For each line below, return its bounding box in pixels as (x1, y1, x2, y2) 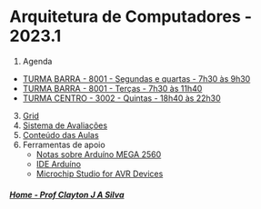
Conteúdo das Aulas (22, 129, 99, 140)
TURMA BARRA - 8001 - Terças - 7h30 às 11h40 (22, 83, 203, 94)
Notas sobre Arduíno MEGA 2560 (35, 148, 162, 160)
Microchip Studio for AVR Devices (35, 168, 164, 179)
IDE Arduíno (35, 158, 82, 169)
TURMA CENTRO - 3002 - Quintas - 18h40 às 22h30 (22, 93, 221, 104)
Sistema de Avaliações (22, 120, 107, 131)
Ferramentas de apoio (22, 139, 106, 150)
